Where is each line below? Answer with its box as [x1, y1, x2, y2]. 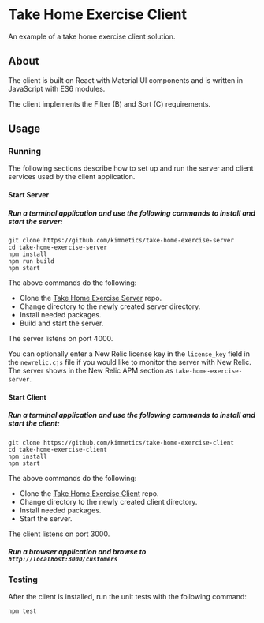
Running [8, 146, 42, 157]
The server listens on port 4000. [8, 334, 113, 343]
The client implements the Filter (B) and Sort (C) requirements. [8, 99, 211, 108]
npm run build [8, 257, 55, 265]
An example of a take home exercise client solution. [8, 32, 176, 41]
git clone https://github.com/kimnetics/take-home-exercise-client [8, 438, 235, 447]
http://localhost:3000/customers [8, 555, 118, 564]
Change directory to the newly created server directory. [19, 302, 201, 311]
